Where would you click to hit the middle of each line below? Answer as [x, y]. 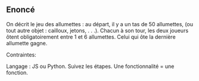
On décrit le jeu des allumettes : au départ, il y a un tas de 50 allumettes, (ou [100, 24]
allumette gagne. [27, 43]
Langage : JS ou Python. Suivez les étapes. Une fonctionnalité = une [90, 66]
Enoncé [21, 10]
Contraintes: [21, 54]
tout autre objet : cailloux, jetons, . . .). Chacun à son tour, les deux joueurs [97, 30]
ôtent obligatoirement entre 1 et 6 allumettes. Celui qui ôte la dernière [91, 37]
